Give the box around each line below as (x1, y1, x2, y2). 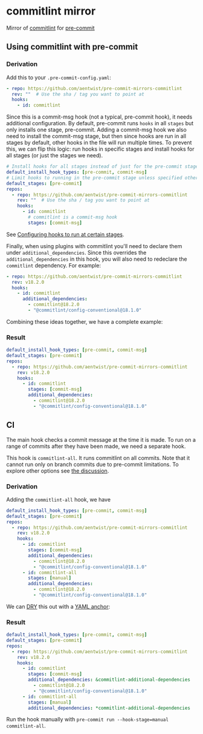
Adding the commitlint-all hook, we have (6, 496, 111, 503)
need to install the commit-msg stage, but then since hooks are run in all (6, 133, 186, 140)
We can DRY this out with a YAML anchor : (6, 603, 111, 610)
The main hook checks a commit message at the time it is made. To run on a (6, 436, 196, 443)
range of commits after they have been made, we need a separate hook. (6, 442, 186, 450)
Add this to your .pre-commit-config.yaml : (6, 74, 112, 81)
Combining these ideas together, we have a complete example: (6, 318, 163, 325)
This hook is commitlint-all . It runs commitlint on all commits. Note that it (6, 454, 190, 461)
